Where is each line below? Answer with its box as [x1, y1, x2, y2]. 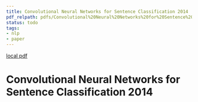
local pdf [6, 52, 28, 59]
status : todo [6, 19, 38, 25]
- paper [6, 36, 25, 42]
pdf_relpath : [6, 14, 38, 20]
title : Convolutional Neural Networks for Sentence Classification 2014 [6, 8, 189, 15]
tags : [6, 25, 19, 31]
